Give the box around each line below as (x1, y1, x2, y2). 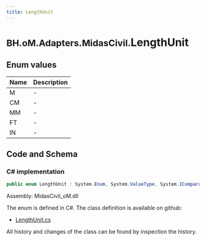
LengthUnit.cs (15, 216, 51, 224)
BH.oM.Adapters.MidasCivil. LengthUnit (6, 35, 189, 49)
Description (32, 78, 69, 86)
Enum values (6, 59, 57, 71)
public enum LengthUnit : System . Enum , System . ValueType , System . (6, 182, 180, 188)
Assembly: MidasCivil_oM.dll (6, 193, 78, 200)
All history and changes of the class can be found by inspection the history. (6, 228, 197, 235)
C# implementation (6, 167, 65, 175)
